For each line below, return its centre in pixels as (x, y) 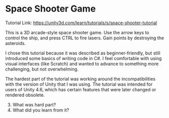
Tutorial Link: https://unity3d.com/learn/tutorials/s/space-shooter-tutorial (81, 23)
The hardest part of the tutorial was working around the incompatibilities (80, 79)
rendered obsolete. (25, 95)
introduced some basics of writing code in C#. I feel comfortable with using (83, 58)
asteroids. (16, 43)
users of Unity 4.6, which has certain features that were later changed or (81, 89)
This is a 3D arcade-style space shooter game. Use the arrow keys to (77, 32)
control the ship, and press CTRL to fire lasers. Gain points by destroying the (85, 38)
